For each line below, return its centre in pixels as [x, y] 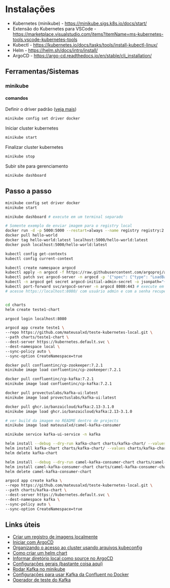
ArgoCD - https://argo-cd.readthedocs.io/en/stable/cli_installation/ [82, 55]
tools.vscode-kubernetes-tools [45, 40]
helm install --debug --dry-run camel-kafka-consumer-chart [70, 462]
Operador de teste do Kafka [41, 580]
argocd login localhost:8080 [36, 319]
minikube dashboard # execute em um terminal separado [64, 217]
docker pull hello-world [31, 236]
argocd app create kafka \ [34, 481]
